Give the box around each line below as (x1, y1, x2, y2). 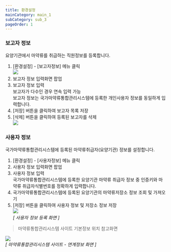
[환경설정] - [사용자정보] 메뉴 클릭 (12, 157, 80, 164)
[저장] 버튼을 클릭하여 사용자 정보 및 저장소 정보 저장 (12, 202, 117, 208)
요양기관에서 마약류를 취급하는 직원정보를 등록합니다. (5, 52, 111, 58)
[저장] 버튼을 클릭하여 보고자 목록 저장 (12, 107, 88, 113)
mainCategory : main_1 (5, 12, 52, 17)
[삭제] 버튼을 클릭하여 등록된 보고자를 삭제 (12, 113, 97, 120)
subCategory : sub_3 (5, 17, 47, 22)
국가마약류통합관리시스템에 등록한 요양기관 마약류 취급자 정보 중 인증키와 (12, 176, 158, 182)
